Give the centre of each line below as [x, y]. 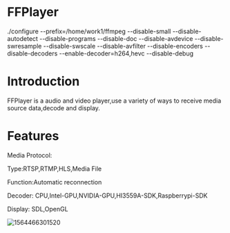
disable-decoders [32, 53]
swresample [25, 46]
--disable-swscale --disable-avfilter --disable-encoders [123, 46]
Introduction [44, 81]
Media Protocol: [30, 155]
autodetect [22, 38]
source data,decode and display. [54, 107]
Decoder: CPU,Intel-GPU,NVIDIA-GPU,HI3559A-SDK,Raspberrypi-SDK [107, 196]
